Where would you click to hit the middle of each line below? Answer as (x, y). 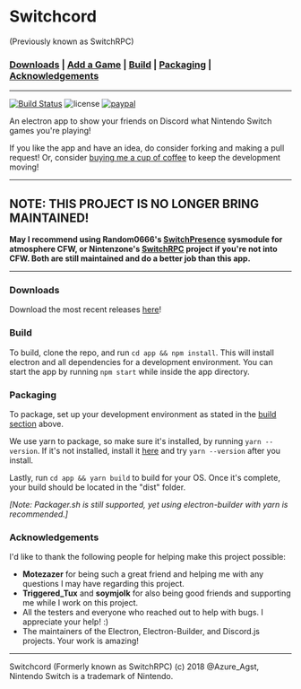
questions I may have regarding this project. (103, 584)
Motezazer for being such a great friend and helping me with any (143, 574)
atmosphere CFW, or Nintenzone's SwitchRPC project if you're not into (143, 249)
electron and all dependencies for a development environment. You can (141, 362)
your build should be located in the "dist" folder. (98, 487)
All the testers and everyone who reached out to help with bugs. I (143, 613)
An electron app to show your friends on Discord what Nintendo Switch (141, 121)
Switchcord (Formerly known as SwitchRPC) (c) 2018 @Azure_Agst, (134, 667)
